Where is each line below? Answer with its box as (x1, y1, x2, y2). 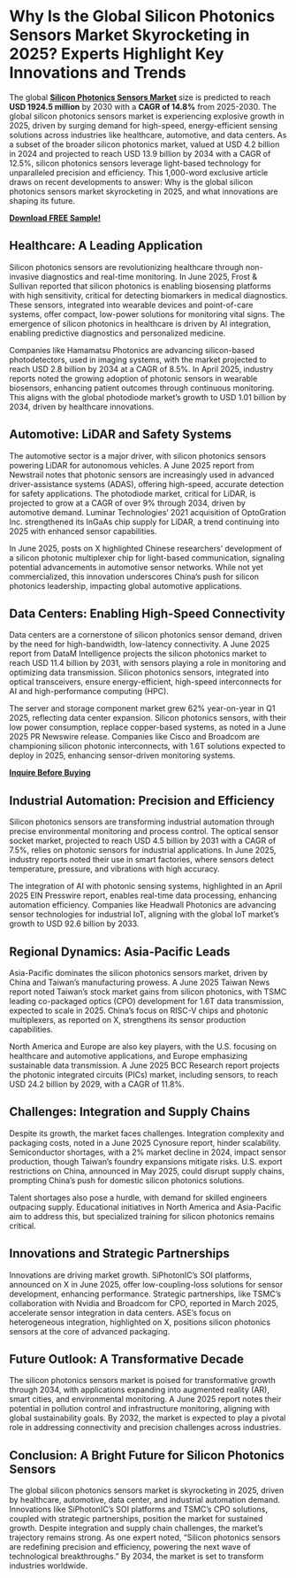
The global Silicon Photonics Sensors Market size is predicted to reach (9, 91, 271, 103)
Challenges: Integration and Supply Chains (9, 1104, 250, 1119)
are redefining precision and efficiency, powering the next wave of (9, 1542, 251, 1552)
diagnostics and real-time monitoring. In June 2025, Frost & (41, 271, 258, 282)
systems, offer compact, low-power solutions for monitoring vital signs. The (9, 308, 285, 320)
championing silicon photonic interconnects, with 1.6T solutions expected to (9, 741, 285, 752)
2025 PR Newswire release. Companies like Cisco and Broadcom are (9, 731, 261, 742)
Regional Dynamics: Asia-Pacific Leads (9, 944, 231, 959)
